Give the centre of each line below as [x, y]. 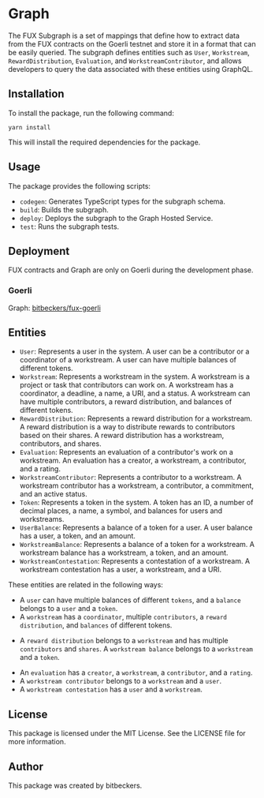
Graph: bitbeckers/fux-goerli [54, 308]
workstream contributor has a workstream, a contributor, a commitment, [137, 485]
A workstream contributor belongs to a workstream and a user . [121, 681]
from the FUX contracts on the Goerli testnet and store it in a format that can [132, 43]
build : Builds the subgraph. [64, 209]
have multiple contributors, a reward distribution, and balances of [126, 402]
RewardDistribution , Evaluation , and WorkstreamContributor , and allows [125, 61]
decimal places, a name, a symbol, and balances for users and [121, 511]
